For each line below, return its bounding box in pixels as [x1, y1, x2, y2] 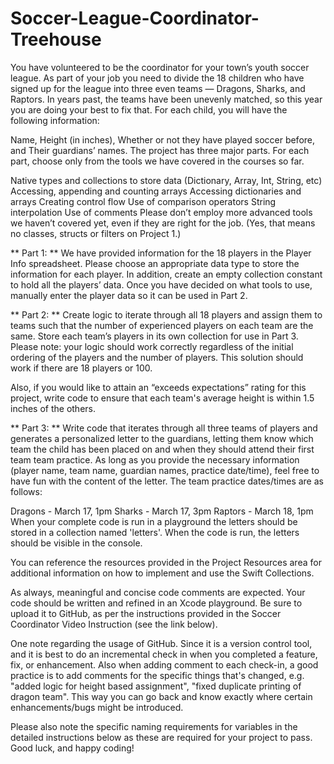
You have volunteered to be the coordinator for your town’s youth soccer [10, 61, 310, 73]
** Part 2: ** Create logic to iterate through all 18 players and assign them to [10, 308, 323, 321]
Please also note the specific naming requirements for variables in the [10, 720, 298, 732]
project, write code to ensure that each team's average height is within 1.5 [10, 392, 315, 404]
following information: [10, 114, 100, 126]
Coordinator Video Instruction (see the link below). [10, 618, 218, 630]
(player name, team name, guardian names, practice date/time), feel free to [10, 464, 320, 476]
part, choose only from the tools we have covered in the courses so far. [10, 155, 305, 167]
